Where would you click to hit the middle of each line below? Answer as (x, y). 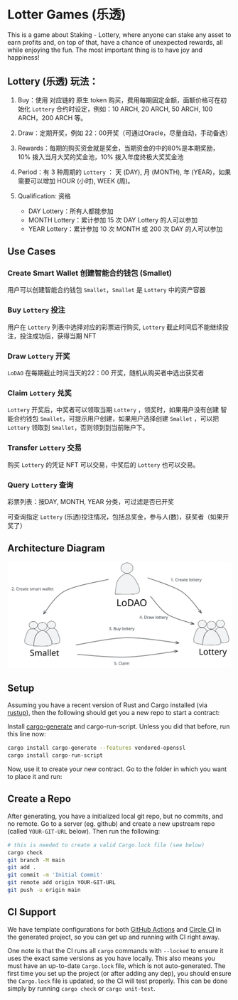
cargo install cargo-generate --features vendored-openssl (97, 748)
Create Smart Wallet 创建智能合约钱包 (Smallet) (90, 273)
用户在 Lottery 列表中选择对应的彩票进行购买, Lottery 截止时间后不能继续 (115, 327)
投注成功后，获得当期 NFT (58, 335)
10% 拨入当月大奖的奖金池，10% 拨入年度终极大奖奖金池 (101, 156)
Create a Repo (39, 799)
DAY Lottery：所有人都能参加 (71, 211)
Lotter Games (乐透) (67, 15)
